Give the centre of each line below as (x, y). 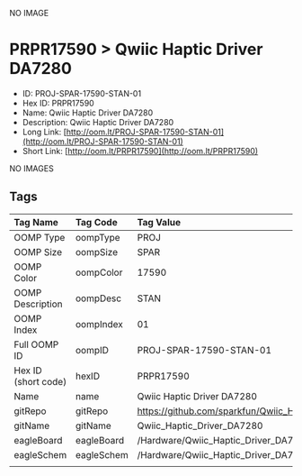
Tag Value (159, 222)
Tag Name (36, 222)
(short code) (40, 381)
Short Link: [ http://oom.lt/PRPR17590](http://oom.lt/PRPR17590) (140, 151)
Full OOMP (36, 344)
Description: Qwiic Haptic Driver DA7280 (98, 122)
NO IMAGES (31, 168)
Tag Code (97, 222)
